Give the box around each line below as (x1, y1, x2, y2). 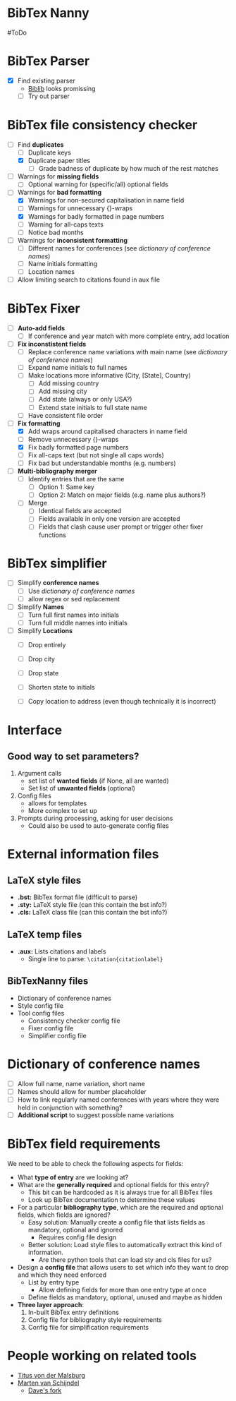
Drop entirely (27, 640, 66, 649)
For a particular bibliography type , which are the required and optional (17, 1203, 223, 1211)
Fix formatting (17, 419, 61, 428)
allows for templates (27, 799, 87, 807)
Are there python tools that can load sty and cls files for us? (38, 1255, 212, 1264)
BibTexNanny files (7, 975, 89, 987)
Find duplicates (17, 140, 64, 149)
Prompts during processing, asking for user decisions (17, 814, 173, 823)
